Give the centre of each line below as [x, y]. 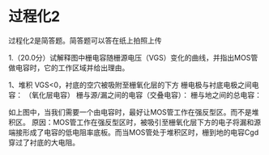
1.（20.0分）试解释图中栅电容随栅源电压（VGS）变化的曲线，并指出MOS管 [133, 57]
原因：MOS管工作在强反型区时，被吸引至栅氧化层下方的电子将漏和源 [146, 122]
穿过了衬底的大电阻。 [44, 142]
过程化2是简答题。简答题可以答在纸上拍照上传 [85, 40]
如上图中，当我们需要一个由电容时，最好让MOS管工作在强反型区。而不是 [130, 112]
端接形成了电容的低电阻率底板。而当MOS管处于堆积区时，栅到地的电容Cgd [134, 132]
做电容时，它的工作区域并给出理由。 [69, 67]
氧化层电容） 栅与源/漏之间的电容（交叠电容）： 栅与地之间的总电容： [146, 94]
